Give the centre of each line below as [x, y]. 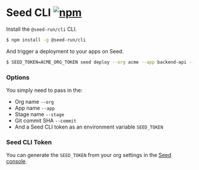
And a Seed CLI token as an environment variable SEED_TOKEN [89, 127]
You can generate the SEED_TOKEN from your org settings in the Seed [89, 155]
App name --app [35, 108]
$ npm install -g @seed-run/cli [46, 40]
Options [18, 77]
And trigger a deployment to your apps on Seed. [65, 51]
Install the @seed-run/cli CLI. [41, 29]
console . [17, 161]
